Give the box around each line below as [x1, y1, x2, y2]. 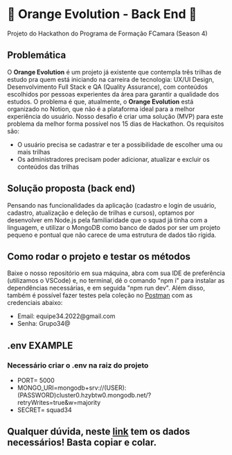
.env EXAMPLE [7, 340, 73, 351]
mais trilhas [17, 147, 51, 156]
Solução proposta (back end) [7, 183, 136, 195]
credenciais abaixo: [7, 299, 63, 307]
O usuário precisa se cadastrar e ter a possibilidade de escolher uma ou [17, 140, 223, 149]
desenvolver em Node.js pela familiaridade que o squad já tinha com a [7, 215, 208, 224]
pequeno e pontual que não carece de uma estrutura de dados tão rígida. [7, 231, 217, 239]
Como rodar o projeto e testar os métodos [7, 250, 191, 263]
